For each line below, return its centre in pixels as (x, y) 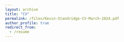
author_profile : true (27, 23)
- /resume (19, 32)
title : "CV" (17, 14)
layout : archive (22, 9)
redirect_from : (21, 28)
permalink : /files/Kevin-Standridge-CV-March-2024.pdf (62, 18)
